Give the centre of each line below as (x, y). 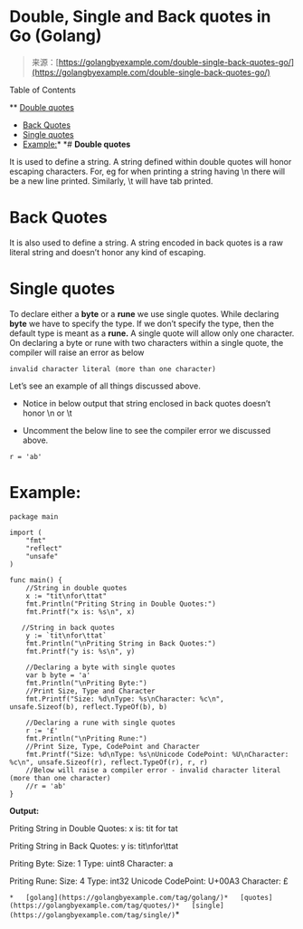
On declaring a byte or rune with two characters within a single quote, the (147, 342)
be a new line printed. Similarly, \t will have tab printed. (111, 181)
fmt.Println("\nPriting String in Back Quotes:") (121, 643)
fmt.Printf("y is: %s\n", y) (80, 651)
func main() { (36, 580)
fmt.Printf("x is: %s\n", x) (80, 612)
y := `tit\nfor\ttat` (66, 636)
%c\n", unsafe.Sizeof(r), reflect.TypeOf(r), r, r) (109, 762)
